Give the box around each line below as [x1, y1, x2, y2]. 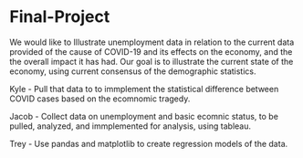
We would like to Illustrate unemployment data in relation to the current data [9, 37, 295, 47]
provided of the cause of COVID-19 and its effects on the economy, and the [9, 46, 293, 57]
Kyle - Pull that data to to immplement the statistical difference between [9, 83, 279, 94]
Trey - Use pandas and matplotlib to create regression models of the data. [9, 138, 288, 149]
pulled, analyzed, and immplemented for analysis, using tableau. [9, 121, 252, 132]
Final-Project [9, 6, 110, 27]
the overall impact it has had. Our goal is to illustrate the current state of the [9, 56, 294, 67]
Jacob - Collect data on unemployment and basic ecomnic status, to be [9, 111, 278, 121]
